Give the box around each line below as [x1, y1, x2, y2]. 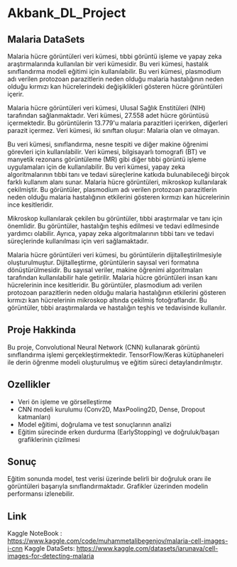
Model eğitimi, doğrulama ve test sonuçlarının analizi [17, 420, 172, 428]
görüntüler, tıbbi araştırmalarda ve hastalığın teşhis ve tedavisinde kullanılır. [7, 303, 227, 312]
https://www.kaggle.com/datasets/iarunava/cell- [76, 544, 219, 553]
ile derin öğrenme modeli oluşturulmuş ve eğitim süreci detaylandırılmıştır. [7, 357, 223, 367]
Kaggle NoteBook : [7, 529, 62, 538]
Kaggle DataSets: [24, 544, 75, 553]
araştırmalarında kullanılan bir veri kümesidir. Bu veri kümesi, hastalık [7, 60, 209, 68]
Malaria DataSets [7, 33, 85, 45]
